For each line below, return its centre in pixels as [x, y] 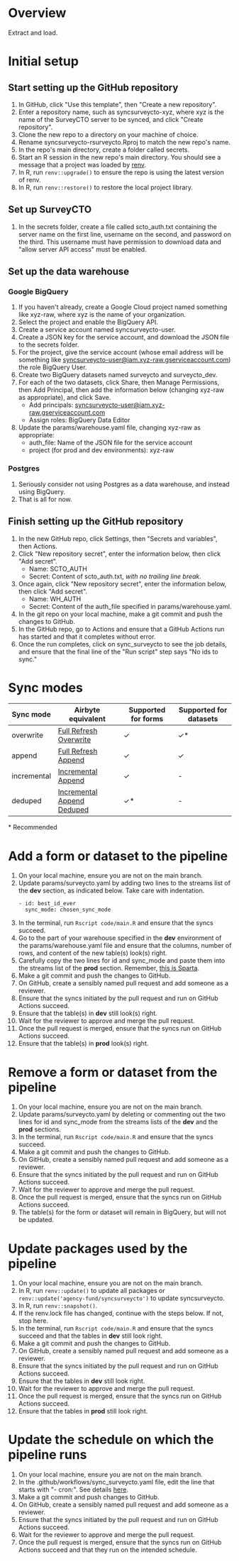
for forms [147, 719]
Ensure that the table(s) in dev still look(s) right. [88, 1013]
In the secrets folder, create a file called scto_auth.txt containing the [117, 226]
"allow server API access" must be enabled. [83, 249]
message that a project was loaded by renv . [82, 164]
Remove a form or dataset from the [113, 1072]
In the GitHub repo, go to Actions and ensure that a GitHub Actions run [121, 629]
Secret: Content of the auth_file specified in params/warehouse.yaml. [130, 606]
